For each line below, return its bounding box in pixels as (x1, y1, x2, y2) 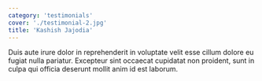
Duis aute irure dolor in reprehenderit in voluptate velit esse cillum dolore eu (8, 48, 254, 57)
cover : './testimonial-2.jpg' (8, 19, 108, 27)
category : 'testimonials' (8, 11, 93, 20)
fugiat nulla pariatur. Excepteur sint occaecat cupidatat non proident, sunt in (8, 56, 255, 65)
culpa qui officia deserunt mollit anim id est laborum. (8, 64, 179, 74)
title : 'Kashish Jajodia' (8, 26, 93, 34)
